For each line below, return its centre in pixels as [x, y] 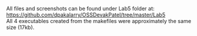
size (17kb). [20, 27]
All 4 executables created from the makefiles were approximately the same [99, 21]
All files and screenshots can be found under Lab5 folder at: [80, 9]
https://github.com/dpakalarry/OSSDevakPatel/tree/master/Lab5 [86, 15]
